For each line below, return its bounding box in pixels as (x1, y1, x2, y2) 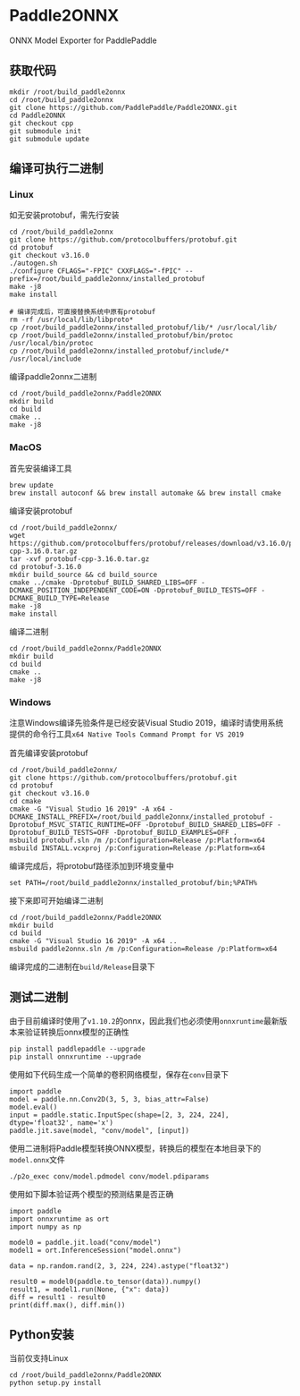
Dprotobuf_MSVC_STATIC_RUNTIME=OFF (9, 821, 142, 830)
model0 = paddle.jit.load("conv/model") (9, 1238, 162, 1247)
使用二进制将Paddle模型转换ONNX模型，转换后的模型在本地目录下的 (9, 1143, 262, 1153)
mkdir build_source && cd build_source (9, 570, 158, 579)
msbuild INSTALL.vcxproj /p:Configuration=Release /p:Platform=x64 (9, 844, 266, 853)
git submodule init (9, 126, 82, 135)
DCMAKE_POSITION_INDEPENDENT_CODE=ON (9, 585, 150, 595)
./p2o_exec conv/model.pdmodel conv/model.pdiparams (9, 1171, 210, 1181)
